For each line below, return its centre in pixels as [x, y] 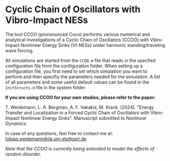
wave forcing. [20, 50]
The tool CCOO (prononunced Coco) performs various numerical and [78, 34]
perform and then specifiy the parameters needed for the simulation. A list [83, 76]
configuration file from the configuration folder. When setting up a [74, 66]
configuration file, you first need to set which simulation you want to [76, 71]
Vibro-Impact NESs [47, 20]
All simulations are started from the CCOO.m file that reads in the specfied [80, 60]
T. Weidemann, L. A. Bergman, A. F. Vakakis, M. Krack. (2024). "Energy [80, 107]
